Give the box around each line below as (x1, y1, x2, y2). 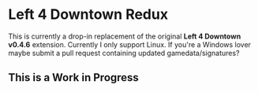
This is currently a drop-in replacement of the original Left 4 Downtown (8, 31, 241, 41)
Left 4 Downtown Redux (8, 6, 168, 24)
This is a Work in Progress (8, 71, 140, 84)
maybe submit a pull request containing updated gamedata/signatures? (8, 48, 240, 57)
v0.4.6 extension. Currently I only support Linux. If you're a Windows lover (8, 39, 251, 49)
